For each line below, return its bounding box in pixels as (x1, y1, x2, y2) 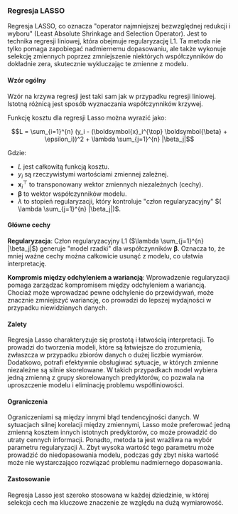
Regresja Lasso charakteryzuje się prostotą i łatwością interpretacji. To (7, 335, 215, 344)
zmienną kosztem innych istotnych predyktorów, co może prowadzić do (7, 428, 217, 436)
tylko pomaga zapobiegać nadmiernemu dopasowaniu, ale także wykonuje (7, 45, 227, 53)
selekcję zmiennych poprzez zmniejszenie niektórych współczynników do (7, 52, 224, 61)
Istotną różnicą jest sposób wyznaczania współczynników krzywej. (7, 99, 204, 108)
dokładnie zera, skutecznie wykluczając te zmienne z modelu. (7, 60, 189, 68)
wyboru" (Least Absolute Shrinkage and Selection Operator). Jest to (7, 29, 207, 38)
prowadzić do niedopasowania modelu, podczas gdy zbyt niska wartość (7, 451, 219, 459)
